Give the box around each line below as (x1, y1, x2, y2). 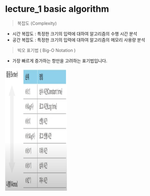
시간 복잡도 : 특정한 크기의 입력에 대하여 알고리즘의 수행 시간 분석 (12, 30, 137, 36)
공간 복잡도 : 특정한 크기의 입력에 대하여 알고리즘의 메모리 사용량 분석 (12, 37, 146, 43)
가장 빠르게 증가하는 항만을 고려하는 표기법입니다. (12, 57, 108, 63)
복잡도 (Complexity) (17, 20, 57, 26)
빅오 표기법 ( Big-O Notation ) (17, 47, 76, 53)
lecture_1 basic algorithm (5, 3, 110, 15)
